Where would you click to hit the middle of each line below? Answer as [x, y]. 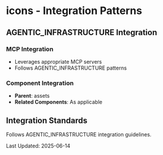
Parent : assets [32, 96]
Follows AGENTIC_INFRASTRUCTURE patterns [71, 68]
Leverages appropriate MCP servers [58, 61]
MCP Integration [30, 49]
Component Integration [40, 83]
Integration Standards [47, 120]
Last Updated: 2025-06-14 [38, 146]
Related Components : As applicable [58, 102]
